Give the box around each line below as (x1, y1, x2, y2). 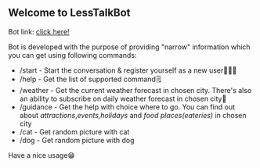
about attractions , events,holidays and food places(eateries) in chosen (19, 110, 247, 120)
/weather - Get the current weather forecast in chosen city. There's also (19, 85, 252, 95)
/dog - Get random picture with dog (19, 135, 135, 145)
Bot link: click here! (8, 27, 70, 36)
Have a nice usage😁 (8, 150, 76, 159)
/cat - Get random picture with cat (19, 127, 130, 136)
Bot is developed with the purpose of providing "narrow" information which (8, 42, 251, 52)
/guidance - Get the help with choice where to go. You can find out (19, 102, 236, 112)
